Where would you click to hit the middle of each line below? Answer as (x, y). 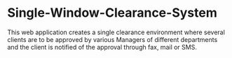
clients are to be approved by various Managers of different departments (112, 39)
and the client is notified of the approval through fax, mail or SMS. (102, 47)
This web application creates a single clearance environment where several (116, 32)
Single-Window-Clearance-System (112, 13)
